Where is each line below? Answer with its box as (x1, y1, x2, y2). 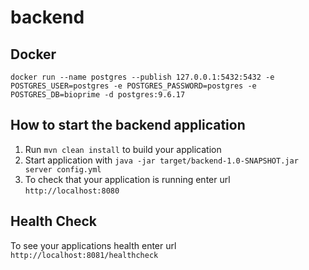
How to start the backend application (10, 117, 246, 134)
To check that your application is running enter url (24, 173, 231, 185)
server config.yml (24, 164, 102, 175)
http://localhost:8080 (24, 186, 120, 196)
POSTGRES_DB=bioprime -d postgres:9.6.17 (10, 90, 186, 100)
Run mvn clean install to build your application (24, 143, 222, 155)
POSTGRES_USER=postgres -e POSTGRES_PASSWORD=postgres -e (10, 81, 257, 91)
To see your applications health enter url (10, 239, 177, 251)
